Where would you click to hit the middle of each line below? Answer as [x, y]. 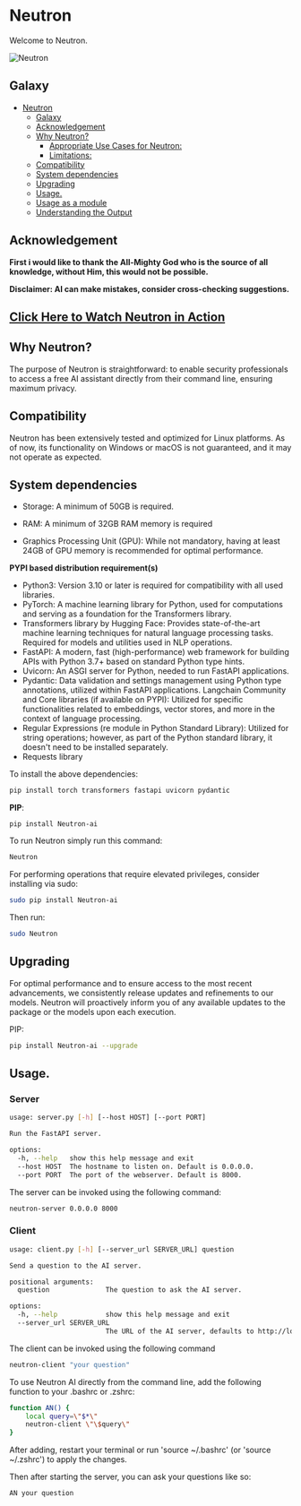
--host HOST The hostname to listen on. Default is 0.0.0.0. [136, 1166]
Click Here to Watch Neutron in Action [117, 317]
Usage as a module [71, 202]
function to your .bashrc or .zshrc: [72, 1391]
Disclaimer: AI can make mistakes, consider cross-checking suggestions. [149, 288]
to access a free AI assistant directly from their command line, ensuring [141, 378]
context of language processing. [82, 719]
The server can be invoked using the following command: [115, 1192]
